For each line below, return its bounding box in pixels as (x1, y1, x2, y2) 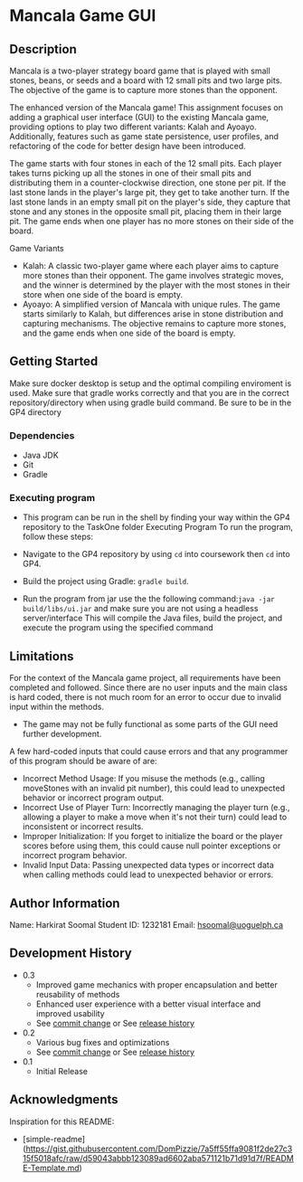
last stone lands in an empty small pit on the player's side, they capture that (9, 196, 291, 207)
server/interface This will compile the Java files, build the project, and (22, 612, 283, 624)
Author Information (9, 895, 120, 911)
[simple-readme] (22, 1133, 86, 1144)
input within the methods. (9, 702, 104, 713)
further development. (22, 729, 102, 740)
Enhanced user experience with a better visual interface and (35, 998, 261, 1009)
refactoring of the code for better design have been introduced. (9, 141, 246, 151)
